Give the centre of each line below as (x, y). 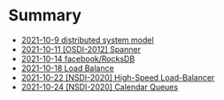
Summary (45, 15)
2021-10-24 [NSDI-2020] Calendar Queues (100, 87)
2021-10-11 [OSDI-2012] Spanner (81, 49)
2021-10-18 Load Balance (67, 68)
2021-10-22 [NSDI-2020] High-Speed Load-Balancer (118, 77)
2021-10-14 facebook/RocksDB (78, 58)
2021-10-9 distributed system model (87, 40)
